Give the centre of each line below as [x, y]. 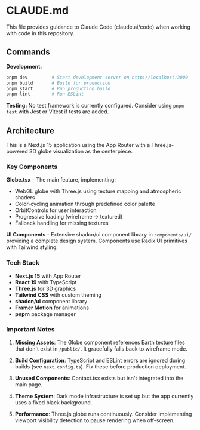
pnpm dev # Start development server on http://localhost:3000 [97, 77]
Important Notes [30, 329]
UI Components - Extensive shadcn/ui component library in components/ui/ [99, 235]
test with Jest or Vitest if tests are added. [58, 112]
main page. [29, 384]
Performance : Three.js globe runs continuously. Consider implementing [103, 414]
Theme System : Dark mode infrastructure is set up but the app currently [104, 396]
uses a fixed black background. [53, 402]
